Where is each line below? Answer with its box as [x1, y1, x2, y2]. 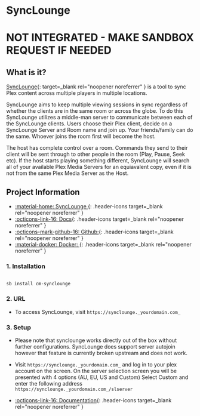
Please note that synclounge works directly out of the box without [14, 337, 177, 344]
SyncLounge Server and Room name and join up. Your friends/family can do [6, 127, 193, 134]
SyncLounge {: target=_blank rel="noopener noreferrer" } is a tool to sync [6, 83, 186, 90]
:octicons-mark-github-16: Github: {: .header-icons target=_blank [14, 228, 174, 235]
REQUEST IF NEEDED [6, 44, 112, 57]
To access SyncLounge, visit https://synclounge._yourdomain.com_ [14, 308, 181, 315]
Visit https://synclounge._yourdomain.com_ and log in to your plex [14, 360, 177, 368]
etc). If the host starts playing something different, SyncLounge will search [6, 157, 190, 164]
